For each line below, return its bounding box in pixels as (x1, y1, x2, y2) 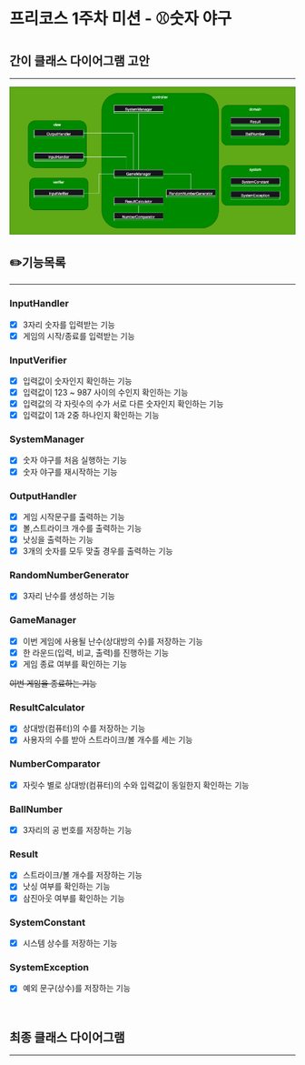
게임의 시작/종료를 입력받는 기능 (22, 330, 135, 341)
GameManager (9, 614, 77, 627)
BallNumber (9, 802, 64, 815)
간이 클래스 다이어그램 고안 (9, 53, 150, 68)
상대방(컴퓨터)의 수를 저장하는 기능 (22, 723, 146, 734)
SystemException (9, 960, 89, 973)
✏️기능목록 (9, 255, 66, 270)
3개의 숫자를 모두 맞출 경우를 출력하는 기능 (22, 546, 173, 557)
